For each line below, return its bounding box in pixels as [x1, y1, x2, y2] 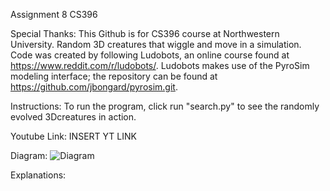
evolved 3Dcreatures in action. [10, 111, 137, 123]
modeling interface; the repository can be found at [10, 70, 218, 82]
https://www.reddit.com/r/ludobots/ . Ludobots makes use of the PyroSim [10, 60, 310, 71]
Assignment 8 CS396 [10, 9, 98, 20]
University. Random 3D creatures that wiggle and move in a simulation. [10, 39, 302, 50]
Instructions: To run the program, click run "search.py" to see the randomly [10, 100, 320, 112]
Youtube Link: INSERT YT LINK [10, 130, 137, 142]
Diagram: [10, 150, 48, 161]
